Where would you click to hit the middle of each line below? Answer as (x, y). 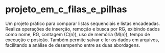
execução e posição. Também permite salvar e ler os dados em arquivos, (82, 40)
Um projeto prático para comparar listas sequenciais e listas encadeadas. (83, 23)
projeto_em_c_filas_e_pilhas (66, 9)
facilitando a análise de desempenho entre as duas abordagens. (73, 45)
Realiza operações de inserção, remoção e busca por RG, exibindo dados (82, 29)
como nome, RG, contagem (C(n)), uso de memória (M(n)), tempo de (78, 34)
